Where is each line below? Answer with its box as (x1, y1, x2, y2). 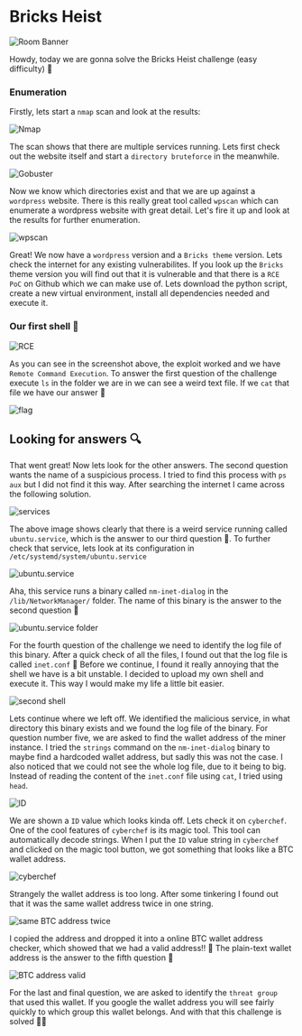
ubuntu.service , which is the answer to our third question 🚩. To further (9, 533, 271, 544)
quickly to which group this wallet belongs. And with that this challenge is (9, 1006, 282, 1017)
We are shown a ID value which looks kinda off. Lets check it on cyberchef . (9, 815, 287, 827)
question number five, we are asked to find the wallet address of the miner (9, 733, 287, 744)
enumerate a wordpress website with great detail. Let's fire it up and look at (9, 205, 290, 216)
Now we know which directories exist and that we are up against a (9, 186, 256, 197)
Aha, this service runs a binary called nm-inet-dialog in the (9, 586, 229, 597)
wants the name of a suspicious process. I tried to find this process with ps (9, 469, 287, 480)
